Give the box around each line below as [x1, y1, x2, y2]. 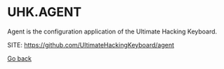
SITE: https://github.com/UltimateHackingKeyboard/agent [7, 40, 174, 49]
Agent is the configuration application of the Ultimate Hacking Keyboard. [7, 27, 218, 36]
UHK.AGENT [7, 4, 82, 20]
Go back [7, 54, 32, 63]
